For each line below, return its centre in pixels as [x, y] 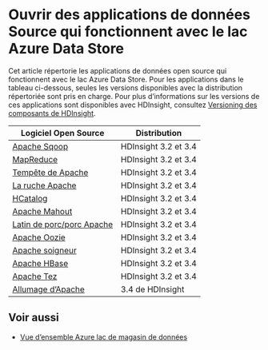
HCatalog [30, 198]
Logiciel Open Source [63, 133]
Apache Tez [35, 276]
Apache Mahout [42, 211]
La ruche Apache [44, 185]
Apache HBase [40, 263]
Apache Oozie [39, 237]
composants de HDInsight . [52, 113]
